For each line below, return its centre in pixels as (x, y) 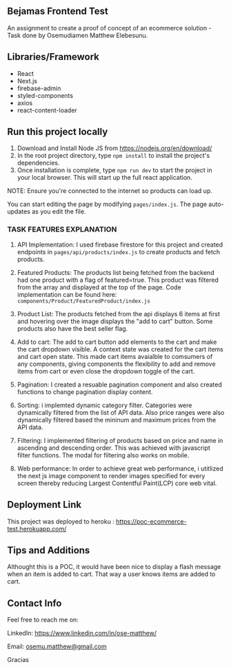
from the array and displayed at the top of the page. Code (99, 287)
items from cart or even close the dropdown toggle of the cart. (106, 371)
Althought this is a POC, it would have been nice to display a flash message (114, 567)
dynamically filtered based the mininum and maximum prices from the (117, 420)
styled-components (45, 95)
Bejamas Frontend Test (58, 11)
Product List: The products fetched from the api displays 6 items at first (119, 313)
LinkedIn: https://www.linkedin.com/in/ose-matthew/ (82, 633)
